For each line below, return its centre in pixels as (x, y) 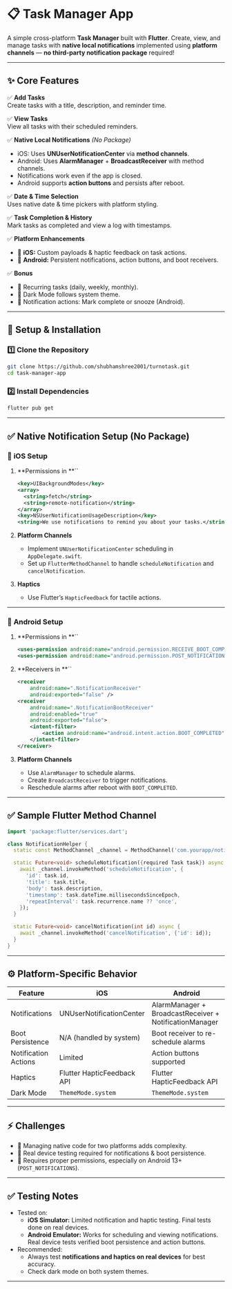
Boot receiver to (177, 1033)
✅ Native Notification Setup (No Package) (98, 436)
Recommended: (40, 1250)
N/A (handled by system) (100, 1038)
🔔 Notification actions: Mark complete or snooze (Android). (101, 301)
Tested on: (32, 1213)
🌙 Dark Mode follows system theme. (69, 294)
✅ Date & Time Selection (43, 196)
